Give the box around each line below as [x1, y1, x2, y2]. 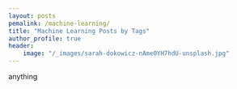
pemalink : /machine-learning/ [8, 19, 111, 28]
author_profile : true [8, 34, 82, 43]
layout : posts [8, 11, 57, 20]
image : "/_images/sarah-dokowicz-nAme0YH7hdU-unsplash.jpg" [23, 49, 230, 57]
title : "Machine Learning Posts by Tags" [8, 27, 150, 35]
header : [8, 42, 35, 50]
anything [8, 72, 38, 81]
